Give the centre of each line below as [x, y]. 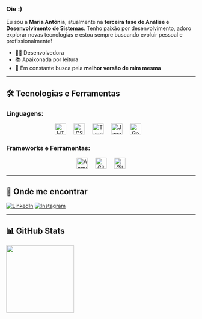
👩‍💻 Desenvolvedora [39, 53]
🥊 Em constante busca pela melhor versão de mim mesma [88, 68]
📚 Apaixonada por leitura [47, 59]
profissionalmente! [29, 41]
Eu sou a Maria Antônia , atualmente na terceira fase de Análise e [88, 22]
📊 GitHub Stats [35, 231]
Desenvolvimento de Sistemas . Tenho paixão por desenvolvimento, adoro [99, 28]
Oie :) [14, 9]
